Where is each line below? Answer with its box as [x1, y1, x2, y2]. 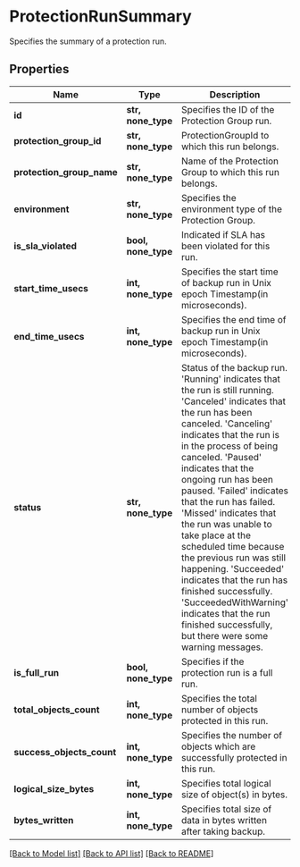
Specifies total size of [181, 803, 272, 815]
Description [209, 88, 261, 100]
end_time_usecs [13, 330, 85, 342]
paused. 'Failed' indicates [181, 484, 288, 497]
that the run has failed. [181, 495, 276, 508]
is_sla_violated [13, 240, 78, 252]
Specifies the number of [181, 728, 283, 741]
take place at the [181, 529, 252, 542]
